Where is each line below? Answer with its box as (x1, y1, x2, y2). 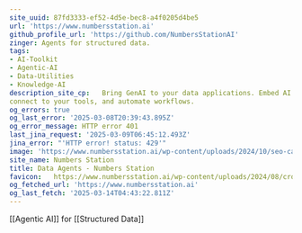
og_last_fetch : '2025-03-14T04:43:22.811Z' (9, 189, 175, 198)
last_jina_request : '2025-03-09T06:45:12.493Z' (9, 130, 191, 139)
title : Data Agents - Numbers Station (9, 164, 155, 173)
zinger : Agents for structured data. (9, 38, 151, 48)
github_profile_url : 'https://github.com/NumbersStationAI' (9, 30, 240, 39)
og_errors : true (9, 105, 70, 114)
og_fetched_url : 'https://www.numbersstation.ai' (9, 181, 200, 190)
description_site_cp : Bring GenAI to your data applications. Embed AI (9, 88, 292, 97)
